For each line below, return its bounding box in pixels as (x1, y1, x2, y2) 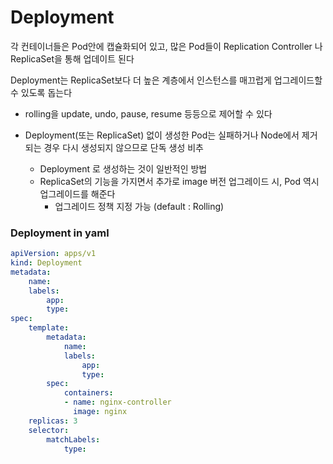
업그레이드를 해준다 (39, 187, 116, 200)
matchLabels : (46, 434, 101, 445)
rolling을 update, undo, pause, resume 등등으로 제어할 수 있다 (24, 107, 273, 120)
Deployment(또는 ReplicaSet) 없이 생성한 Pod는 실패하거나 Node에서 (24, 129, 300, 141)
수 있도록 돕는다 (10, 86, 73, 98)
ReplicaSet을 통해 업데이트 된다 (10, 52, 135, 65)
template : (28, 323, 70, 333)
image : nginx (73, 407, 128, 417)
